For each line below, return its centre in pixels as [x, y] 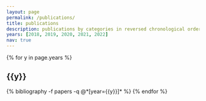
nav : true [19, 40]
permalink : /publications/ [41, 18]
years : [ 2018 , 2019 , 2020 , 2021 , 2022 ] [57, 35]
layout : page [23, 12]
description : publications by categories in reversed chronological [96, 29]
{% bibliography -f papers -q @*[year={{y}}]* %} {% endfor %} [87, 91]
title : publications [33, 23]
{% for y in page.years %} [39, 57]
